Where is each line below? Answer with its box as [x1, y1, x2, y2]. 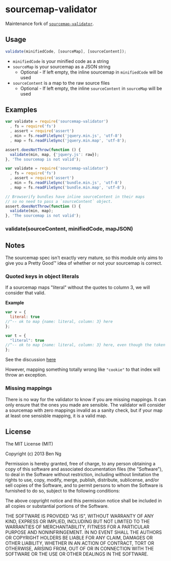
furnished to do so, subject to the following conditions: [5, 488, 120, 494]
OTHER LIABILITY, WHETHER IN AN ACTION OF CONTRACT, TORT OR [5, 540, 154, 546]
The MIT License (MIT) [5, 441, 54, 447]
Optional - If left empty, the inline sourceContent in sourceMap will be [20, 85, 162, 91]
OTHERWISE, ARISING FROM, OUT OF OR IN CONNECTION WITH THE [5, 546, 154, 552]
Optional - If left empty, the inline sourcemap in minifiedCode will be [20, 69, 163, 75]
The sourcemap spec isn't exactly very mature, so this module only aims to [5, 254, 163, 261]
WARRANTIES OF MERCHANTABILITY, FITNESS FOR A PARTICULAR [5, 524, 150, 530]
